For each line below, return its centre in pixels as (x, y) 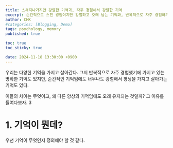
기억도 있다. (17, 85)
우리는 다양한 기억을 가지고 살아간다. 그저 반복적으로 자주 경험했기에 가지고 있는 (85, 72)
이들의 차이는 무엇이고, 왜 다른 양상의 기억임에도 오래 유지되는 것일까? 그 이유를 (85, 96)
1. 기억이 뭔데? (34, 125)
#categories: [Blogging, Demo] (39, 24)
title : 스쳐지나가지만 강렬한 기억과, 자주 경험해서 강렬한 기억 (64, 10)
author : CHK (18, 19)
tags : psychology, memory (33, 29)
